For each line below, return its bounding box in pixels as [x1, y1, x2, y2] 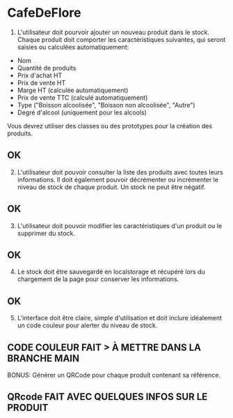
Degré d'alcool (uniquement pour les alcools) [17, 108, 147, 117]
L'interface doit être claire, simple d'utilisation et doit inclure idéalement [17, 314, 223, 322]
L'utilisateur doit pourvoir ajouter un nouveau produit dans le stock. [17, 28, 210, 36]
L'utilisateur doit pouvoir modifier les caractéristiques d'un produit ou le [17, 221, 223, 230]
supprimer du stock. [17, 229, 75, 237]
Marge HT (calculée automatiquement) [17, 86, 129, 94]
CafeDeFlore [7, 5, 81, 21]
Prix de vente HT [17, 78, 66, 87]
